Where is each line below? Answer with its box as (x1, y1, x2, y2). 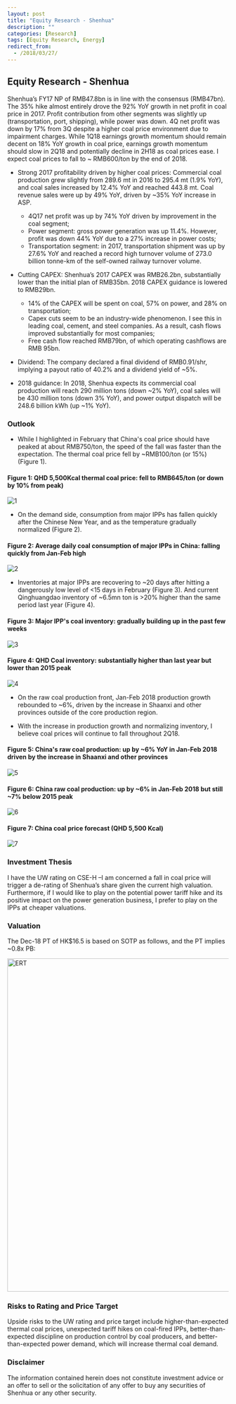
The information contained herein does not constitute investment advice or (7, 1373, 224, 1382)
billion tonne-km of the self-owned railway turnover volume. (27, 257, 202, 265)
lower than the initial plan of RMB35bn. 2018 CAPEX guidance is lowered (17, 278, 228, 286)
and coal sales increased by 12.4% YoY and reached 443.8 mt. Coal (17, 183, 214, 191)
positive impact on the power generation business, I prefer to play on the (7, 896, 218, 904)
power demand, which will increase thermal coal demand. (51, 1340, 219, 1348)
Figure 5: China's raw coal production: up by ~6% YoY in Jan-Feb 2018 (7, 745, 218, 754)
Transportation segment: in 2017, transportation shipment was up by (27, 241, 225, 250)
